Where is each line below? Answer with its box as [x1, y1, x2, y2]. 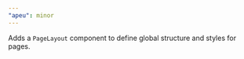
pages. [8, 41, 31, 51]
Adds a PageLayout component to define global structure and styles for [8, 33, 237, 42]
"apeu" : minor [8, 11, 55, 20]
